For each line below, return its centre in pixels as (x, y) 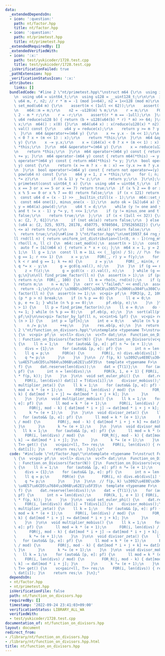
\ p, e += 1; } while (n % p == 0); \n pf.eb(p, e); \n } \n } (87, 303)
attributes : (22, 83)
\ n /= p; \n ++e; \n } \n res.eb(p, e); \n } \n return (87, 326)
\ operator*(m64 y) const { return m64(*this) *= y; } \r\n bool (82, 161)
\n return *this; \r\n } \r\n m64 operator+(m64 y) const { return (88, 152)
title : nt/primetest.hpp (39, 42)
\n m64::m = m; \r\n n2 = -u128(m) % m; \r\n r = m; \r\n (81, 111)
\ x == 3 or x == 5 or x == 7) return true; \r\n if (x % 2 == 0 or (85, 188)
